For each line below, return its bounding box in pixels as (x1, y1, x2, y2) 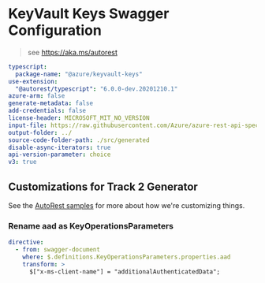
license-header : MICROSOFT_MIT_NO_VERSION (8, 114, 150, 122)
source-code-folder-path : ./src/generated (8, 136, 150, 144)
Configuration (8, 21, 103, 39)
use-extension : (8, 77, 58, 85)
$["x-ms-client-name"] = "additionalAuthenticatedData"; (28, 267, 221, 276)
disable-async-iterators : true (8, 143, 111, 151)
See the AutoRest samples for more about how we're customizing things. (8, 201, 245, 210)
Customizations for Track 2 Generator (8, 180, 199, 193)
